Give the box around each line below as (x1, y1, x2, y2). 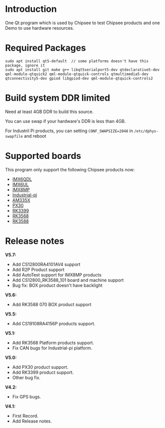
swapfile (5, 134, 23, 139)
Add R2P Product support (12, 267, 65, 272)
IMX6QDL (12, 176, 32, 182)
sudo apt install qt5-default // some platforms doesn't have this (5, 58, 149, 64)
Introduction (5, 3, 57, 15)
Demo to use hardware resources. (5, 25, 74, 31)
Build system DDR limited (5, 92, 110, 104)
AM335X (12, 197, 31, 203)
